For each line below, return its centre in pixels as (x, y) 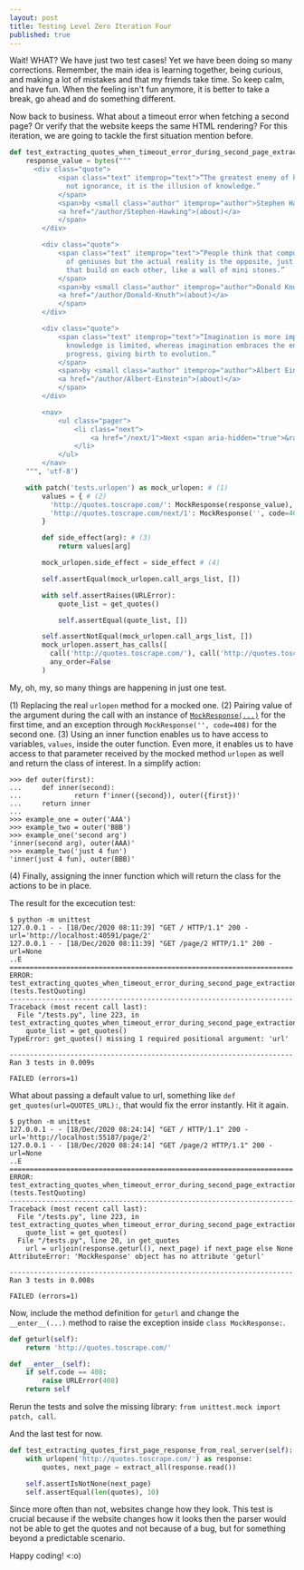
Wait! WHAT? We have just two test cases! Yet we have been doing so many (151, 61)
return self (48, 1390)
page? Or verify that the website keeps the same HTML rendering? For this (148, 126)
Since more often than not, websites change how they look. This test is (141, 1509)
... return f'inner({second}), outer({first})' (125, 795)
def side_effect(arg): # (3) (97, 538)
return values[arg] (94, 546)
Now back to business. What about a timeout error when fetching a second (149, 117)
